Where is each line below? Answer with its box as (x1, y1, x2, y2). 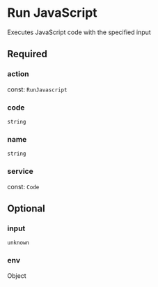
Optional (7, 203, 45, 214)
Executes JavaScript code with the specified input (7, 28, 151, 36)
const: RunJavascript (7, 85, 68, 94)
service (7, 166, 33, 176)
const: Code (7, 182, 40, 191)
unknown (7, 240, 30, 246)
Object (7, 271, 26, 280)
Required (7, 48, 47, 60)
